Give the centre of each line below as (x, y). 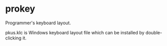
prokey (20, 9)
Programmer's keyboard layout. (38, 23)
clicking (13, 38)
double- (154, 32)
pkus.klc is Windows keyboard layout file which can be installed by (75, 32)
